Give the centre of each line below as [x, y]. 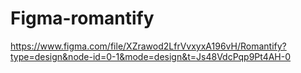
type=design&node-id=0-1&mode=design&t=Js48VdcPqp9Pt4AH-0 [151, 56]
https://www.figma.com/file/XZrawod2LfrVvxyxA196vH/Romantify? [148, 46]
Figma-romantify [82, 18]
